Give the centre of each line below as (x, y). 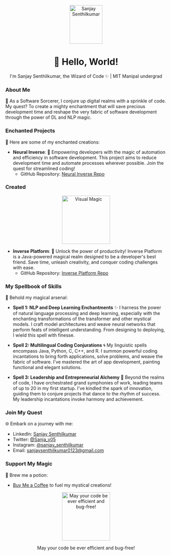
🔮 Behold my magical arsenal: (37, 298)
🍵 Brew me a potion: (27, 475)
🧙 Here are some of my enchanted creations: (52, 142)
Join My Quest (24, 413)
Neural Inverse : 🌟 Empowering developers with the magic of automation (89, 152)
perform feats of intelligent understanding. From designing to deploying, (89, 330)
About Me (18, 90)
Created (16, 187)
